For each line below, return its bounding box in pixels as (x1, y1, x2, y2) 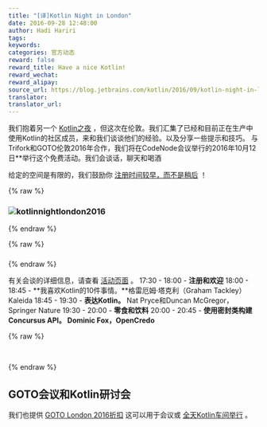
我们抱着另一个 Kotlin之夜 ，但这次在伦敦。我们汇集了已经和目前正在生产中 (8, 123, 253, 133)
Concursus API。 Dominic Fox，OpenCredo (8, 315, 155, 325)
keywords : (8, 41, 41, 49)
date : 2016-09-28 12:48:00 (8, 19, 98, 27)
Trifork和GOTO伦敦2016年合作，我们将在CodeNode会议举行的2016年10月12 (8, 143, 257, 153)
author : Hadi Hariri (8, 26, 77, 34)
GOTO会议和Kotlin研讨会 (8, 387, 131, 401)
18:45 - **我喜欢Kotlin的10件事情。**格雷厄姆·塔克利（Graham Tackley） (8, 286, 246, 296)
